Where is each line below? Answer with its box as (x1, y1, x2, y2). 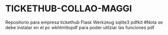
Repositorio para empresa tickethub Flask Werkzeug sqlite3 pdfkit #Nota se (5, 19, 163, 25)
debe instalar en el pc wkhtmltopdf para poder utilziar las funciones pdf (5, 24, 155, 30)
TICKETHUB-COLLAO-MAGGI (5, 3, 133, 14)
